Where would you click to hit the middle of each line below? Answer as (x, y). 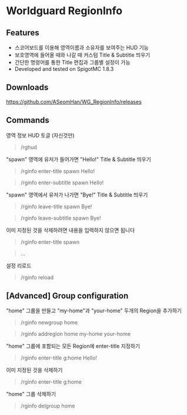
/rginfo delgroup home (48, 406)
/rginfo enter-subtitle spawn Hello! (62, 182)
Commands (28, 120)
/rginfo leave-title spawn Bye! (56, 206)
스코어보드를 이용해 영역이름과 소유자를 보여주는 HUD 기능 (81, 48)
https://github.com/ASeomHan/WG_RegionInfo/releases (74, 102)
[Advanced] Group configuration (67, 296)
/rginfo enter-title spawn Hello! (58, 171)
